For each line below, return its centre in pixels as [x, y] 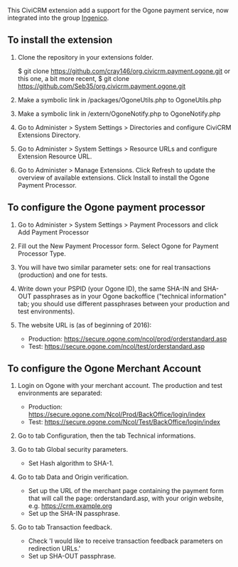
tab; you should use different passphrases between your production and [123, 303]
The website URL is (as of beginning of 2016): [85, 325]
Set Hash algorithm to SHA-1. [71, 463]
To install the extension [60, 40]
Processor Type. [42, 253]
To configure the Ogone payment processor [107, 208]
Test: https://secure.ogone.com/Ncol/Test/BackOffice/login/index [124, 422]
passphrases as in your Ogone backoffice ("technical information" [130, 296]
